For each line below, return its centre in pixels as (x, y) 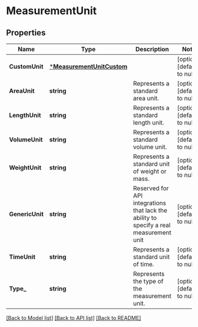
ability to (145, 218)
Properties (26, 33)
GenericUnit (27, 214)
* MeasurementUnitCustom (88, 66)
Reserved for (151, 188)
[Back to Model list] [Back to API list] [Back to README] (74, 318)
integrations (149, 203)
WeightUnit (25, 168)
